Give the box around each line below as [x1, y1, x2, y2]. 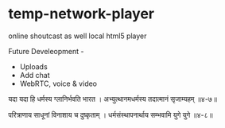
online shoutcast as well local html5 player [8, 31, 147, 41]
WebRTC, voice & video [19, 79, 98, 88]
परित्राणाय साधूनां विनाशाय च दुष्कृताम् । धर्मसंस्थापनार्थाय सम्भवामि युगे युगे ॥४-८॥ [8, 110, 213, 119]
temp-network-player [8, 5, 155, 23]
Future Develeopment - [8, 46, 84, 56]
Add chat [19, 70, 50, 80]
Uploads [19, 61, 48, 72]
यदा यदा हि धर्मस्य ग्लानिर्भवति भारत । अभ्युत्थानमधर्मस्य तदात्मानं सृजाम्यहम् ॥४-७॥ [8, 94, 217, 103]
